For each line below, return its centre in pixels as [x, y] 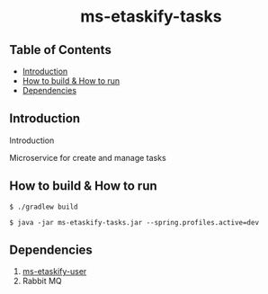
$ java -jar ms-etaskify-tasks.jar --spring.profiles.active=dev [134, 222]
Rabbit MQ [42, 281]
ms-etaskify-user [54, 272]
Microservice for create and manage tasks [88, 157]
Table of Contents [61, 50]
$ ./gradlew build [44, 207]
